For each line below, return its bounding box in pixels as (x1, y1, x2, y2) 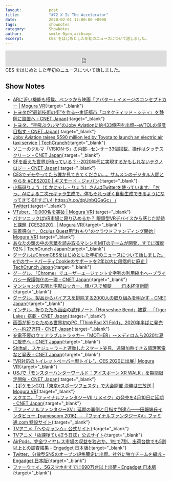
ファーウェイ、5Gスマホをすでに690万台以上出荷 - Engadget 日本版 (12, 464, 157, 470)
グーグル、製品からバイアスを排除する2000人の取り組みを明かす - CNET (12, 294, 167, 300)
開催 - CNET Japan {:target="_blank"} (17, 376, 96, 382)
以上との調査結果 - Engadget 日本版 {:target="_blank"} (12, 445, 127, 451)
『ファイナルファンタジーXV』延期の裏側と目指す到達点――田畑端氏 (12, 406, 158, 412)
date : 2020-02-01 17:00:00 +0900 (5, 17, 106, 22)
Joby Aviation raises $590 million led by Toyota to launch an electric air (12, 134, 163, 140)
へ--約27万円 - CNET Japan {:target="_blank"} (12, 326, 110, 332)
